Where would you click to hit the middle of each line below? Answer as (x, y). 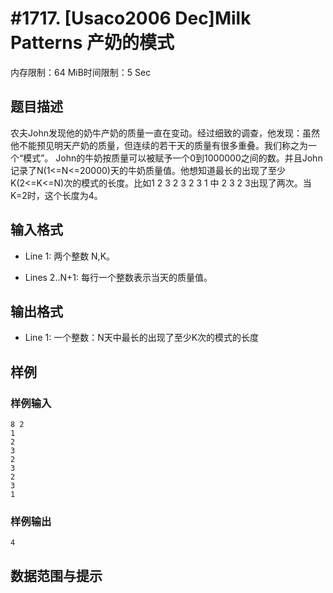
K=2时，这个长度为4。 (56, 195)
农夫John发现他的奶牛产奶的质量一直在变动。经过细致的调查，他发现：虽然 (165, 133)
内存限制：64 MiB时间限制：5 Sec (81, 72)
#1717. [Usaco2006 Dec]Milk (131, 18)
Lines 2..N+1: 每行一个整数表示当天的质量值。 (118, 277)
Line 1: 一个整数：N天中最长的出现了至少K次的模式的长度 (142, 338)
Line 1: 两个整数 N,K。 (70, 256)
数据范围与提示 (56, 575)
